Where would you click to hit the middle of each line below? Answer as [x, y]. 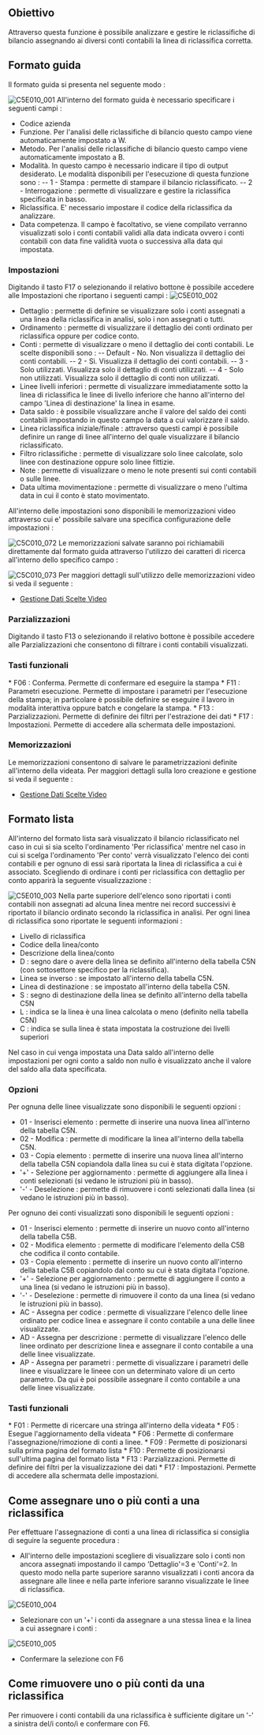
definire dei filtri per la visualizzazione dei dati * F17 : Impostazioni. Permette [132, 1467]
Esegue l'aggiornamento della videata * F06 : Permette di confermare [121, 1434]
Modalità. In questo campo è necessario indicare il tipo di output [124, 165]
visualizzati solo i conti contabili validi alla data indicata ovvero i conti [132, 232]
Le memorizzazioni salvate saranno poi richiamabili [141, 543]
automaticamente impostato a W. [73, 140]
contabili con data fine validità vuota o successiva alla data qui [121, 241]
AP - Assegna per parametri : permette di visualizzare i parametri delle [134, 1362]
